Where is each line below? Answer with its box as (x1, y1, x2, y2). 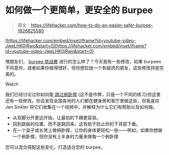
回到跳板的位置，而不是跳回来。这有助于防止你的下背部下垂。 (12, 121, 141, 127)
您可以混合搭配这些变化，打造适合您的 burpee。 (5, 144, 106, 150)
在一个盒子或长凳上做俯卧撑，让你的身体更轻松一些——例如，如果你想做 (12, 127, 162, 133)
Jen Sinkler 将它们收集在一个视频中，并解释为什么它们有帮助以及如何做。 (5, 104, 157, 110)
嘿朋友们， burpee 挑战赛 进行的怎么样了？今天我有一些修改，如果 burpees (5, 58, 161, 64)
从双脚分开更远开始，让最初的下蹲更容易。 (12, 114, 101, 120)
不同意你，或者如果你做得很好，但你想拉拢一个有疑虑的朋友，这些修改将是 (5, 65, 159, 71)
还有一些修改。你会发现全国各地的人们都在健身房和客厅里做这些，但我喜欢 (5, 97, 159, 103)
